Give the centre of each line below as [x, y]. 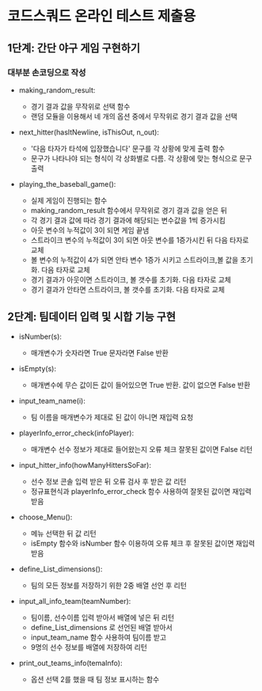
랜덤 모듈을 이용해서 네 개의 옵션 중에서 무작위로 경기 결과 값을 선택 [134, 116]
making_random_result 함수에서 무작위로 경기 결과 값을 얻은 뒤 [129, 210]
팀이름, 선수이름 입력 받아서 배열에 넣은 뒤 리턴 [103, 617]
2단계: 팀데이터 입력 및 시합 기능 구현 [91, 317]
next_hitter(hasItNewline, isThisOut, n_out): [89, 132]
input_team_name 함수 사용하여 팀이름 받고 [99, 637]
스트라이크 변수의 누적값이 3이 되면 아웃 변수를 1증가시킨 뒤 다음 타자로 [140, 240]
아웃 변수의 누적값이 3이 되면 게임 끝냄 [90, 230]
